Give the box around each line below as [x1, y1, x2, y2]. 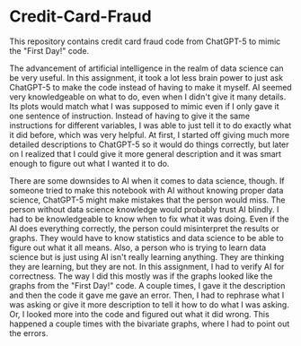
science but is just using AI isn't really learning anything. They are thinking [9, 251, 285, 262]
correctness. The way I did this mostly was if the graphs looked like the [9, 271, 273, 281]
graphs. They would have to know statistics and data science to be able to [9, 232, 285, 243]
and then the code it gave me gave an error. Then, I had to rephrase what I [9, 290, 285, 300]
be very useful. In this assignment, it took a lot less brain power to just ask [9, 72, 284, 82]
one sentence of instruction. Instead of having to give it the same [9, 110, 250, 121]
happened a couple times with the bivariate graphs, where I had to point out [9, 318, 290, 329]
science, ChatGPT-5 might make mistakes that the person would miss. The [9, 195, 286, 205]
